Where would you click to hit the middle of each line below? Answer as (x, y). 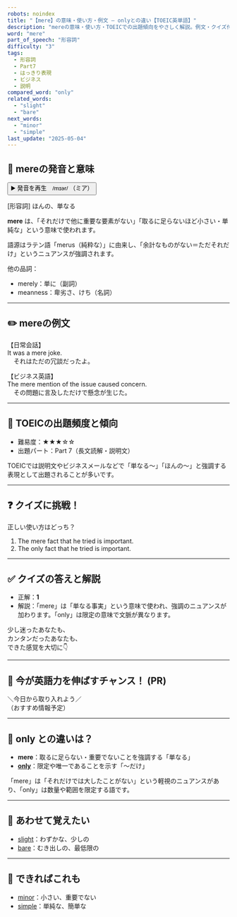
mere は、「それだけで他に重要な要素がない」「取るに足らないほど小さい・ (115, 221)
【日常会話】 (26, 345)
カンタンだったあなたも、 (44, 638)
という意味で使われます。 (62, 230)
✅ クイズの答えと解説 (54, 579)
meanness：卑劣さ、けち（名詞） (67, 293)
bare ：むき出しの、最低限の (58, 848)
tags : (15, 54)
